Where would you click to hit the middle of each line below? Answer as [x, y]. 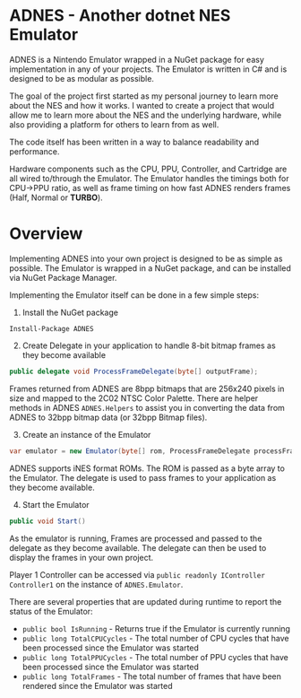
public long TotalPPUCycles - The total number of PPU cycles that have [155, 657]
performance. [34, 151]
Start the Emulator [56, 504]
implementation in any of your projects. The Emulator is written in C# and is [148, 69]
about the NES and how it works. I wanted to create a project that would [142, 105]
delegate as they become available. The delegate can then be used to [138, 547]
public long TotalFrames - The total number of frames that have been [152, 676]
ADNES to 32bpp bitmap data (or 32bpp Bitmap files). [108, 417]
